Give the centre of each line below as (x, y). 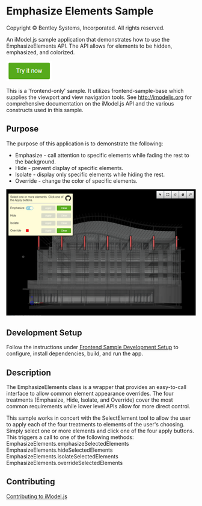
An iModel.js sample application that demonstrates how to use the (88, 39)
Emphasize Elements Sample (80, 11)
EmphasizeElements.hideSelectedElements (60, 450)
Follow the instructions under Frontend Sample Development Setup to (92, 347)
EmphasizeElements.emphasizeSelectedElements (68, 444)
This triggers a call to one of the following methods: (70, 437)
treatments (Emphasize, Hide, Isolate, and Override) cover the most (90, 400)
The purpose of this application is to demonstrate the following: (85, 144)
